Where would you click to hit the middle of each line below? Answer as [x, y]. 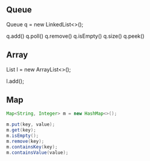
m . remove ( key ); [25, 141]
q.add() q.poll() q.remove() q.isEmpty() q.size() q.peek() [75, 36]
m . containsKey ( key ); [32, 147]
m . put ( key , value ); [31, 125]
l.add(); [15, 81]
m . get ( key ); [21, 130]
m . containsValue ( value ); [37, 153]
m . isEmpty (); [23, 136]
